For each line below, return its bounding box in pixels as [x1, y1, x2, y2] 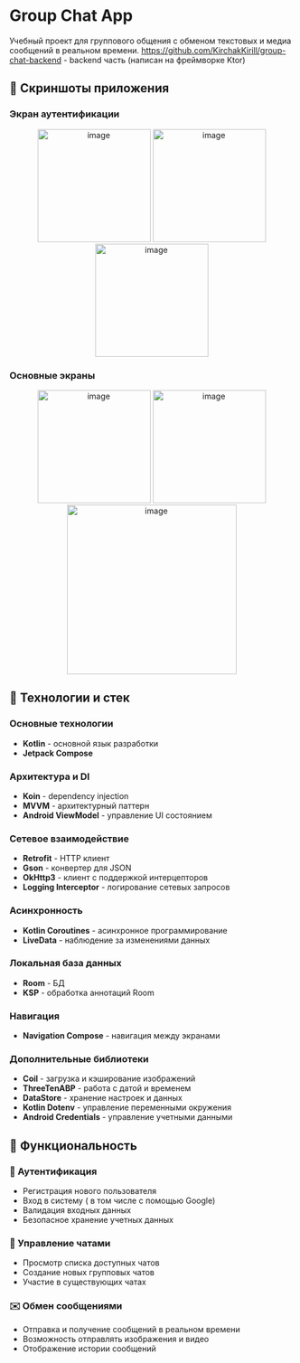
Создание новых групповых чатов [22, 1267, 155, 1278]
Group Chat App [9, 5, 134, 26]
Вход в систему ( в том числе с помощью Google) [22, 1195, 216, 1207]
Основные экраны [9, 369, 96, 381]
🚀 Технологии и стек [9, 691, 131, 706]
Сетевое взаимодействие [9, 832, 129, 845]
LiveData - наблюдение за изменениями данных [22, 935, 211, 945]
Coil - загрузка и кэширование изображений [22, 1073, 196, 1085]
